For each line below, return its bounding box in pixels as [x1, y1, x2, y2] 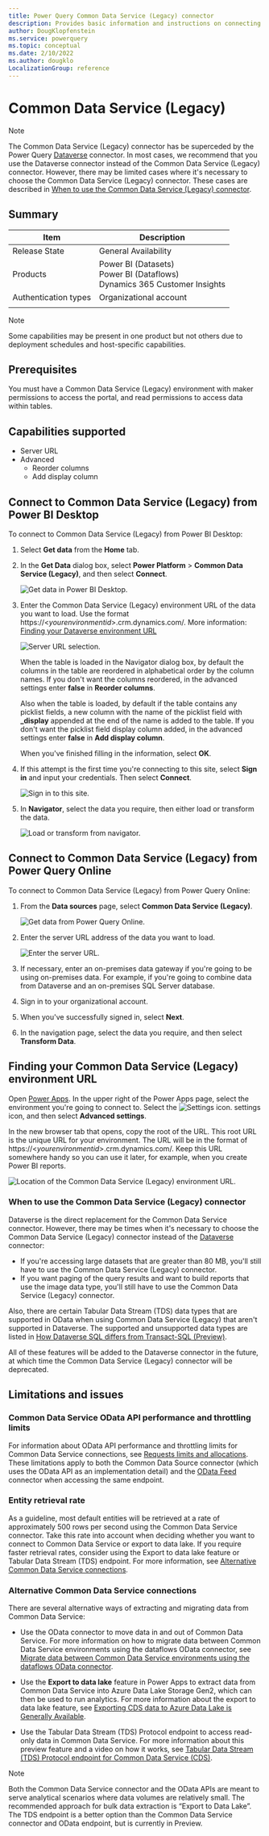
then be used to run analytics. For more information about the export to [19, 1695, 256, 1705]
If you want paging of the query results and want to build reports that [19, 1273, 250, 1283]
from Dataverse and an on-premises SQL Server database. [19, 981, 215, 991]
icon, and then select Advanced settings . [8, 1111, 147, 1120]
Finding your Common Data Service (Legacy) [8, 1060, 239, 1074]
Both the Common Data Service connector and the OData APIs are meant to [8, 1784, 260, 1794]
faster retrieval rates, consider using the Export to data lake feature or [8, 1547, 240, 1557]
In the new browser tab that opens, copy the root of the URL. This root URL [8, 1126, 257, 1136]
